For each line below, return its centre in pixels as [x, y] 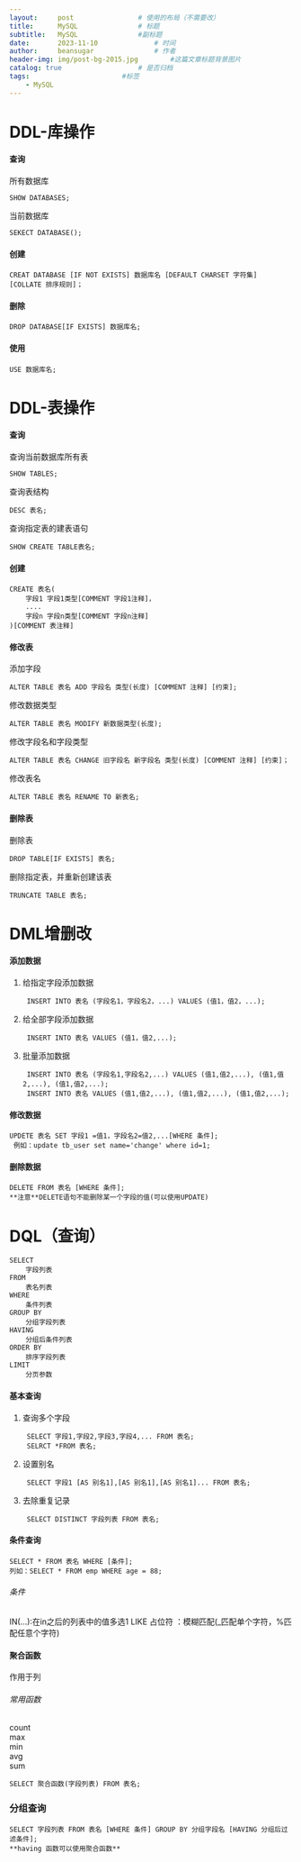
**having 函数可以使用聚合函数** [65, 1848]
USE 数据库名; [33, 369]
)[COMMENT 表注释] [42, 626]
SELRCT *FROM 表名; [62, 1446]
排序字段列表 [45, 1358]
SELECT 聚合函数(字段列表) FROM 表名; [75, 1785]
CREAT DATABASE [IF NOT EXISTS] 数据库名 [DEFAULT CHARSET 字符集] [133, 276]
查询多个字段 [46, 1417]
